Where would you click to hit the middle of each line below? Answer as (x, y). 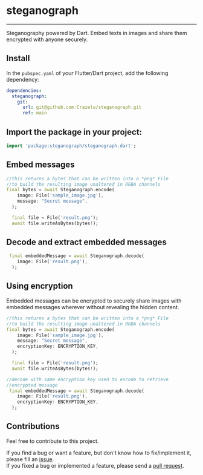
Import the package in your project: (74, 132)
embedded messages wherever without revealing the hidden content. (93, 307)
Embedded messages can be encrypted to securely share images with (94, 301)
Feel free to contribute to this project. (53, 441)
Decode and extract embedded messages (87, 242)
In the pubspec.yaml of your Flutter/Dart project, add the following (87, 73)
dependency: (23, 79)
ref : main (34, 113)
